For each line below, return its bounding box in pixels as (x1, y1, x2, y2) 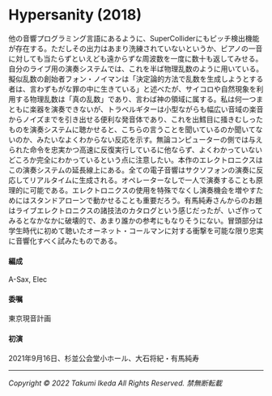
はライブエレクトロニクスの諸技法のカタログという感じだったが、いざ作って (8, 205, 263, 215)
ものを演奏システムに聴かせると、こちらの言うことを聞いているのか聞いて (8, 124, 257, 134)
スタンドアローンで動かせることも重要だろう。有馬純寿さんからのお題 (29, 195, 263, 205)
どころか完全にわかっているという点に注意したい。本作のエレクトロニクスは (8, 155, 263, 164)
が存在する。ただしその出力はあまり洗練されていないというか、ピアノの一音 (8, 43, 263, 53)
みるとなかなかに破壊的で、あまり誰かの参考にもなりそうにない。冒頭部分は (8, 215, 264, 225)
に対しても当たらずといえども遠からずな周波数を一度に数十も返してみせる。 (8, 53, 263, 63)
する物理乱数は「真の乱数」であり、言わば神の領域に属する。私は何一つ (15, 94, 257, 104)
